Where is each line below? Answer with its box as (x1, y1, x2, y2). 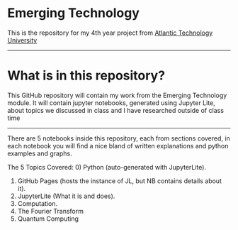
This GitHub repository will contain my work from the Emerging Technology (7, 91, 227, 99)
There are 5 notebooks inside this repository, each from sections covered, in (7, 133, 230, 143)
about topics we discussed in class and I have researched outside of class (7, 106, 225, 114)
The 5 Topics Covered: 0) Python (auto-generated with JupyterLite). (7, 163, 207, 171)
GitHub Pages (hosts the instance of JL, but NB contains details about (17, 176, 222, 185)
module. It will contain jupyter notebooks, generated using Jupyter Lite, (7, 98, 216, 107)
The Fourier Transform (17, 207, 84, 215)
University (7, 35, 38, 44)
